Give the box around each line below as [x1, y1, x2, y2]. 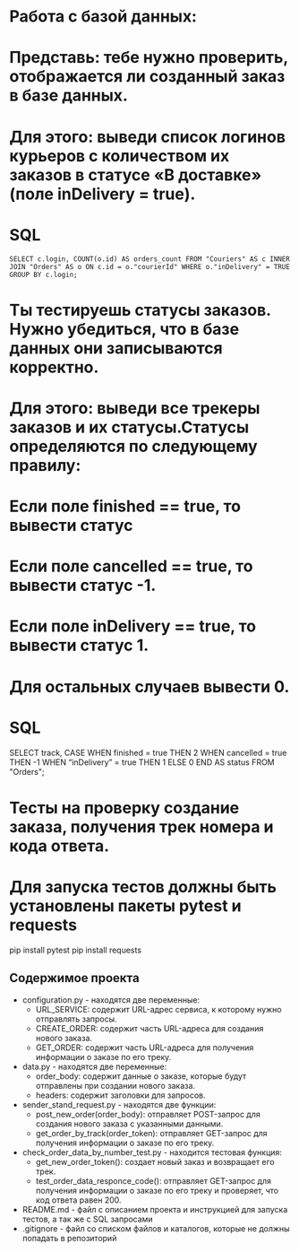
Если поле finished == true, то [9, 496, 242, 517]
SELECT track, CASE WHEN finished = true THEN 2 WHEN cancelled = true [9, 747, 287, 758]
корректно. [9, 357, 99, 378]
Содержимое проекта [9, 970, 141, 986]
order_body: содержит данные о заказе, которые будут [35, 1070, 247, 1082]
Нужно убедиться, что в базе [9, 318, 240, 339]
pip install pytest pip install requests [9, 944, 141, 955]
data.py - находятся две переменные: [21, 1061, 167, 1072]
